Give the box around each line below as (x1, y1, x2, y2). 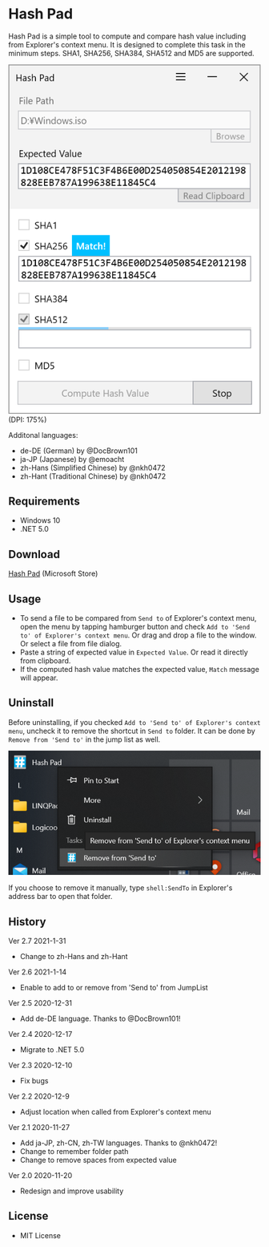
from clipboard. (19, 655, 71, 666)
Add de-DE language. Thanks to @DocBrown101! (19, 1014, 182, 1023)
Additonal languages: (8, 430, 78, 439)
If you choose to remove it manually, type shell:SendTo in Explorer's (8, 883, 233, 893)
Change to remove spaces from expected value (19, 1155, 178, 1164)
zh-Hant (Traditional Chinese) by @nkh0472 (19, 471, 167, 481)
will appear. (19, 673, 58, 682)
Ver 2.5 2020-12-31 (8, 998, 72, 1007)
